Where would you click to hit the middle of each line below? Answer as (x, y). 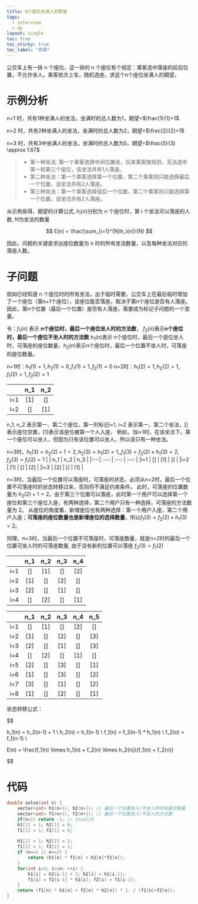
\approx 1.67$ (23, 149)
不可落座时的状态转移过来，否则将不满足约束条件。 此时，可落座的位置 (97, 487)
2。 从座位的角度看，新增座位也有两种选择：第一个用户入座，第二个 (100, 510)
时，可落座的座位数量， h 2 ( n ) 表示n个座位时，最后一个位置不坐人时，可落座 (97, 346)
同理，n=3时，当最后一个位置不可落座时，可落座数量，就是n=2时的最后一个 (99, 538)
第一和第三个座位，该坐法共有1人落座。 (77, 169)
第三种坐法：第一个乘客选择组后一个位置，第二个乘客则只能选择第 (110, 191)
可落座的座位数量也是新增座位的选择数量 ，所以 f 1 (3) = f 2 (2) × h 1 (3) (107, 518)
